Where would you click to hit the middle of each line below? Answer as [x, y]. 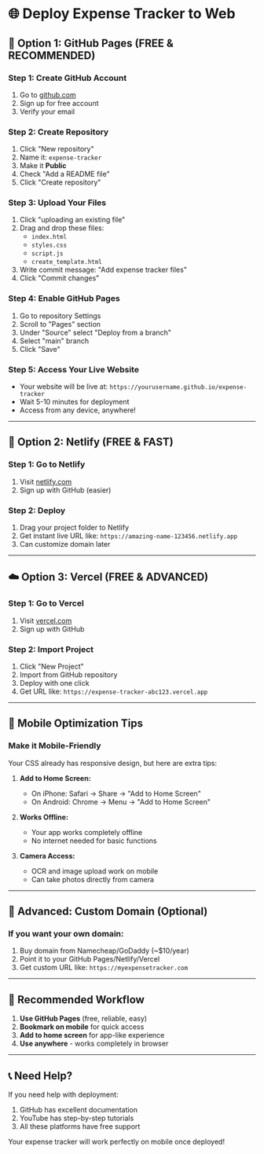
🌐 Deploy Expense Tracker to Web [122, 14]
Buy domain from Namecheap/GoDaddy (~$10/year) [104, 951]
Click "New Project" [51, 667]
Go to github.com [48, 94]
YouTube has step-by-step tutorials [77, 1118]
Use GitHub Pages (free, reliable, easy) [83, 1019]
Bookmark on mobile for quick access [82, 1027]
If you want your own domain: [66, 934]
